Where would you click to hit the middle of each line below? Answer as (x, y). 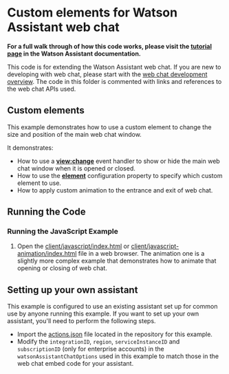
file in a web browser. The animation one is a (141, 254)
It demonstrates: (30, 147)
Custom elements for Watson (92, 13)
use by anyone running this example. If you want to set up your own (103, 313)
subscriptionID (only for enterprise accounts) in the (90, 349)
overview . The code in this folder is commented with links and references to (115, 81)
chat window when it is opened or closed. (76, 168)
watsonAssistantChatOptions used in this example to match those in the (118, 356)
